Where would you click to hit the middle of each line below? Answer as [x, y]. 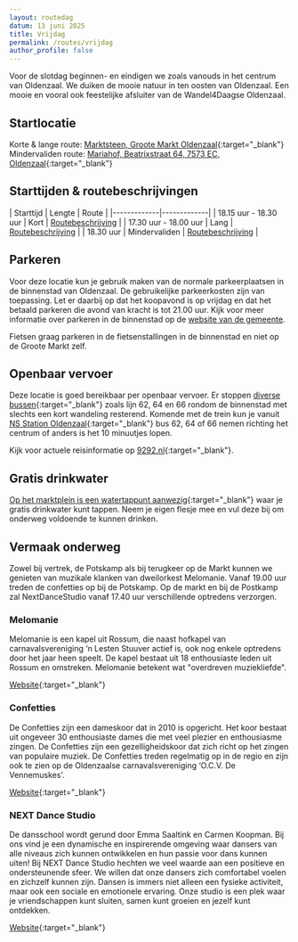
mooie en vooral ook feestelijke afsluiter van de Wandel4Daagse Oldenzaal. [148, 95]
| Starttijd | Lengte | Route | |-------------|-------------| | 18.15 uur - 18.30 [143, 213]
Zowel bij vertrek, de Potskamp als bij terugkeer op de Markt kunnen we [141, 568]
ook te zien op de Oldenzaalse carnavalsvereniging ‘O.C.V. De [122, 765]
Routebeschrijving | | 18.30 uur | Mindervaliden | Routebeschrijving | [134, 232]
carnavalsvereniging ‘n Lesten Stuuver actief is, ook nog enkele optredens [145, 649]
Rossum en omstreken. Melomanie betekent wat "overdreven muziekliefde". [148, 668]
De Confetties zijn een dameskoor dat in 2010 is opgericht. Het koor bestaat [148, 727]
